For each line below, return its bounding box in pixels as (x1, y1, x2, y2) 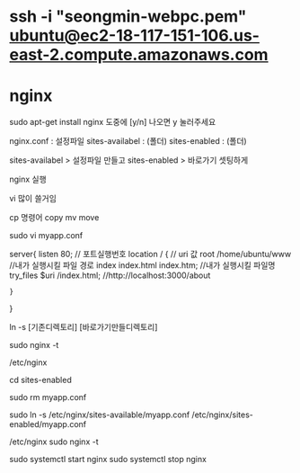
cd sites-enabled (9, 375, 72, 386)
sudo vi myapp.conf (9, 230, 84, 241)
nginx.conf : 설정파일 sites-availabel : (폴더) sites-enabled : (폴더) (9, 136, 247, 147)
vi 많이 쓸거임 (9, 193, 57, 204)
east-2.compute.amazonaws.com (9, 45, 269, 65)
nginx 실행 (9, 174, 47, 185)
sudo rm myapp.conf (9, 392, 87, 403)
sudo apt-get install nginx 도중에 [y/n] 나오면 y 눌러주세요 (9, 117, 216, 128)
